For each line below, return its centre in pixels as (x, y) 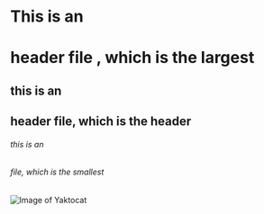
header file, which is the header (101, 122)
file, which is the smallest (57, 172)
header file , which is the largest (132, 58)
